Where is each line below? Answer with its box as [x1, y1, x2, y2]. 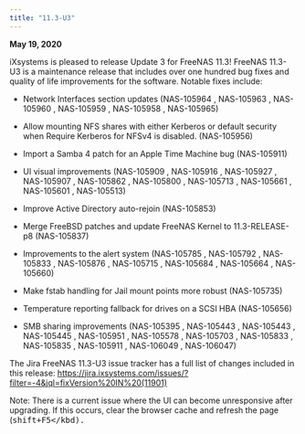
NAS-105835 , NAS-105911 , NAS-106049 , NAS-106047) [22, 340, 237, 351]
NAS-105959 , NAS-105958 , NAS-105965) [58, 102, 219, 114]
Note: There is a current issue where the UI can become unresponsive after [9, 395, 294, 406]
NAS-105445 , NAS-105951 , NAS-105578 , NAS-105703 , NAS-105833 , [22, 330, 294, 341]
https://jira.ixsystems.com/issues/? [57, 367, 189, 378]
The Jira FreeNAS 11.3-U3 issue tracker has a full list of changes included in [9, 357, 295, 368]
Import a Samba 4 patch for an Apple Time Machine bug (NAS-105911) [22, 148, 288, 159]
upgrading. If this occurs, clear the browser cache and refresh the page [9, 404, 279, 416]
